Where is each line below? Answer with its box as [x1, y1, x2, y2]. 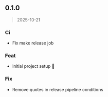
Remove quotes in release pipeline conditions [12, 86, 104, 92]
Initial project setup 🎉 [12, 63, 55, 69]
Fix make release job [12, 40, 54, 46]
